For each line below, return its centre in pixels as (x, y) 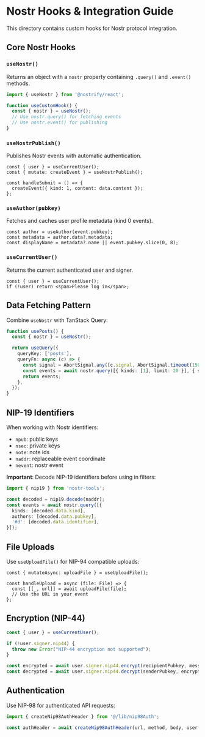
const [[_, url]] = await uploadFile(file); (69, 589)
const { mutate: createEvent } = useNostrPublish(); (75, 173)
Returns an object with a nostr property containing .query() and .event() (99, 77)
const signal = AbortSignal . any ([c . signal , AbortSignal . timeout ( (107, 365)
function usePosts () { (35, 331)
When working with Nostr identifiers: (52, 427)
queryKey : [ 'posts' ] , (45, 354)
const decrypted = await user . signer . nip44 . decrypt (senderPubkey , (92, 672)
